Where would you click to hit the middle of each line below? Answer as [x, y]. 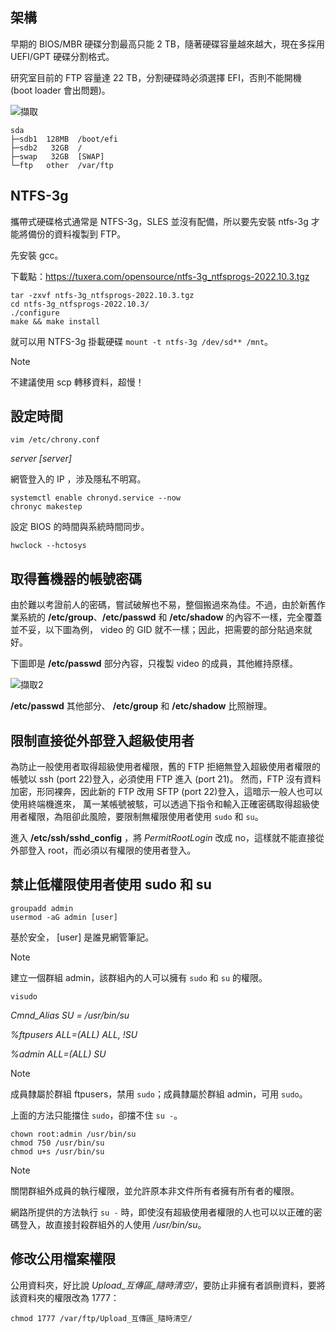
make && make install [55, 321]
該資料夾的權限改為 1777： [65, 1297]
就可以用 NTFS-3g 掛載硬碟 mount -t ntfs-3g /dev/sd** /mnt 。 [142, 341]
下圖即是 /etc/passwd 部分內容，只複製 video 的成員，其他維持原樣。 [154, 664]
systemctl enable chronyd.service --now [96, 498]
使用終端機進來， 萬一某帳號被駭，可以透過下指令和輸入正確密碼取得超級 [160, 804]
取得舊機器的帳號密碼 [76, 578]
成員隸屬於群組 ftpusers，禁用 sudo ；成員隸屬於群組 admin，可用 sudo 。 [159, 1094]
